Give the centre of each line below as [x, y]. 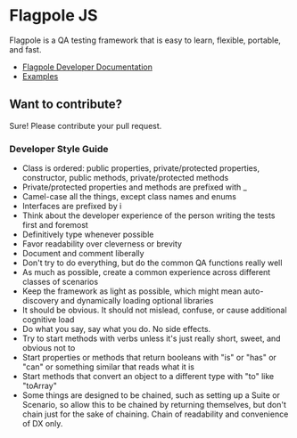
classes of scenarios [60, 282]
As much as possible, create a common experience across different [146, 272]
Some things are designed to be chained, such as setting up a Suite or [151, 395]
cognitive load [48, 320]
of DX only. [42, 424]
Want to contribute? [66, 105]
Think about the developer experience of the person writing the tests [148, 215]
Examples [40, 76]
